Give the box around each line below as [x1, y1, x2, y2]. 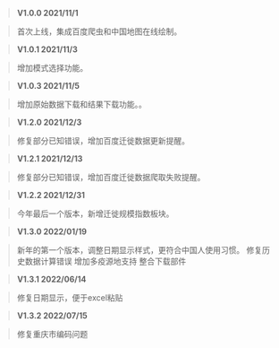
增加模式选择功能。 [16, 63, 89, 73]
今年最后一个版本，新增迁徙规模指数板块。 [16, 208, 174, 219]
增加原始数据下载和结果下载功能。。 [16, 99, 147, 109]
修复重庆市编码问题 [16, 329, 89, 339]
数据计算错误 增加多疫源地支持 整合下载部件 [24, 256, 187, 266]
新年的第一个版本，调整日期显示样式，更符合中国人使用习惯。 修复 [16, 245, 263, 255]
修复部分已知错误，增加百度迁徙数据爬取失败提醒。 [16, 172, 206, 182]
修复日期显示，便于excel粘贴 [16, 292, 123, 303]
